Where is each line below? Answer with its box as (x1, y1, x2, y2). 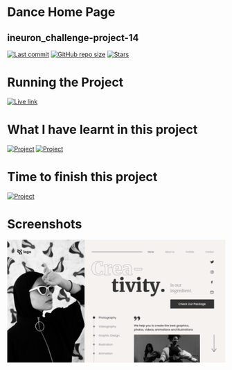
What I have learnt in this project (7, 122, 198, 137)
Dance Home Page (7, 4, 116, 20)
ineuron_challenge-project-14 (7, 32, 139, 44)
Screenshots (7, 217, 82, 232)
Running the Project (7, 74, 124, 90)
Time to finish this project (7, 169, 158, 185)
